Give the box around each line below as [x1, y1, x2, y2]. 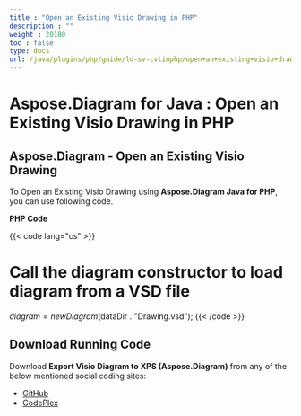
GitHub [21, 387, 49, 398]
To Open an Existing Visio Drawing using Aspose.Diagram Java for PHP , [9, 186, 278, 197]
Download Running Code [9, 337, 151, 352]
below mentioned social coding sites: [9, 370, 146, 381]
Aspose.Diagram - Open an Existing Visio [9, 148, 245, 164]
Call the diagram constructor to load [9, 262, 284, 283]
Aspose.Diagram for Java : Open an [9, 93, 279, 114]
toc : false [9, 38, 54, 48]
